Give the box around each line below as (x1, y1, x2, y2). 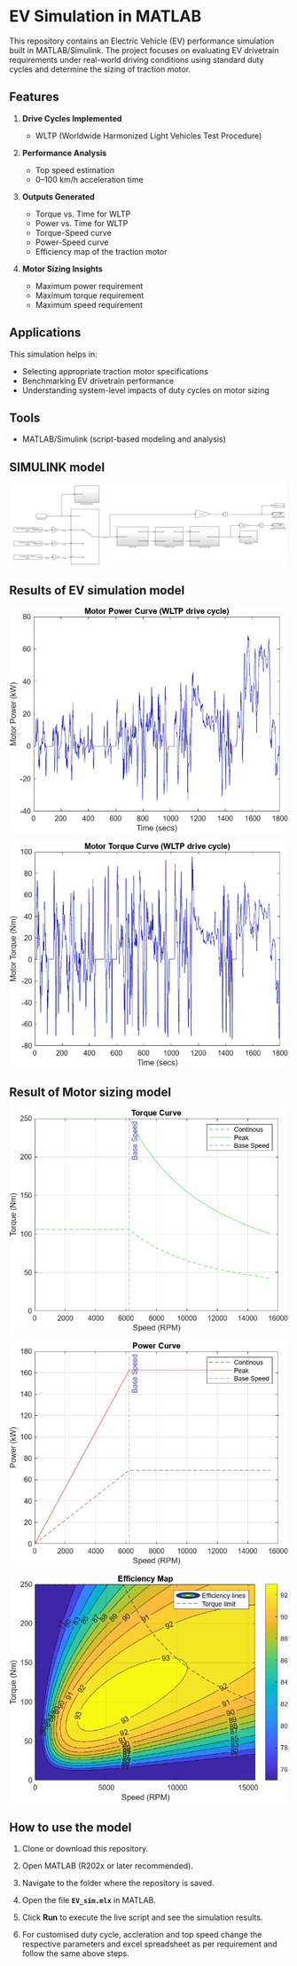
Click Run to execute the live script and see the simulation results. (21, 1912, 263, 1923)
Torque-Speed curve (35, 227, 113, 238)
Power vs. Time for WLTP (35, 217, 129, 228)
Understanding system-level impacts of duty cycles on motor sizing (21, 384, 270, 396)
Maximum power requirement (35, 280, 144, 291)
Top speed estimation (35, 164, 115, 175)
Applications (9, 326, 82, 341)
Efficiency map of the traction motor (35, 246, 168, 256)
